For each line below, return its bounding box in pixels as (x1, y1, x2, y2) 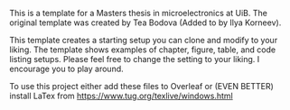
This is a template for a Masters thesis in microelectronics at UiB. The (9, 8, 268, 18)
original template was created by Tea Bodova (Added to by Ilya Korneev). (9, 17, 282, 28)
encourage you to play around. (9, 63, 124, 74)
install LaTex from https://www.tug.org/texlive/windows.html (9, 90, 233, 101)
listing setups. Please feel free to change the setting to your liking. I (9, 54, 260, 64)
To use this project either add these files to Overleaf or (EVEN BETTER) (9, 81, 274, 91)
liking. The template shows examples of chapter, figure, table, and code (9, 44, 276, 55)
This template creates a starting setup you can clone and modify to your (9, 35, 278, 45)
